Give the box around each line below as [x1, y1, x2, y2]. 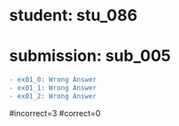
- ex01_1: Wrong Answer [9, 83, 97, 92]
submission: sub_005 [9, 46, 171, 67]
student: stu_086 [9, 5, 138, 26]
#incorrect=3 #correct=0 [9, 107, 101, 118]
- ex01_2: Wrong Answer [9, 91, 97, 100]
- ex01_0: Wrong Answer [9, 75, 97, 84]
